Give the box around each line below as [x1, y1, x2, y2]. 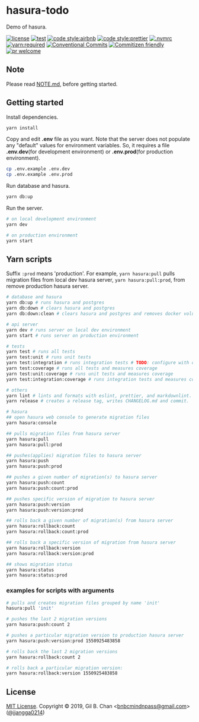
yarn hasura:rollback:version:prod [6, 550, 94, 556]
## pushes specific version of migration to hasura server [6, 496, 155, 502]
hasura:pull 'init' [6, 606, 54, 611]
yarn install [6, 125, 38, 131]
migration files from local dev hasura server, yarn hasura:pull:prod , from [6, 276, 185, 283]
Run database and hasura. [6, 182, 70, 190]
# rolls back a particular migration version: [6, 665, 123, 671]
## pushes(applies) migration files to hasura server [6, 452, 142, 458]
